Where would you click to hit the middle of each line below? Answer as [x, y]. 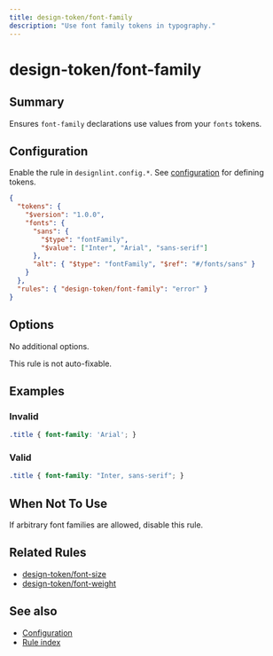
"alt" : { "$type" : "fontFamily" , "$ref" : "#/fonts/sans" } [144, 264]
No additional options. [50, 346]
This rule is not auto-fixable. [61, 363]
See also [33, 611]
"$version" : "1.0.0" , [65, 215]
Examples [37, 391]
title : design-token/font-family [71, 17]
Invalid [24, 416]
